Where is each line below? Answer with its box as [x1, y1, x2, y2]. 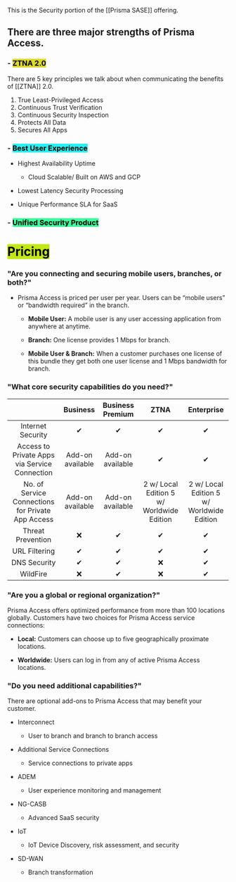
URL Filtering [12, 546, 55, 556]
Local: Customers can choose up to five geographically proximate [17, 634, 209, 643]
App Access [13, 514, 54, 524]
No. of [23, 479, 44, 489]
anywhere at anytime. [27, 322, 91, 330]
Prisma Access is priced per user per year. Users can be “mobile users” [17, 294, 225, 302]
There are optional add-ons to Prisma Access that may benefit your [7, 697, 202, 705]
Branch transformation [27, 868, 93, 876]
